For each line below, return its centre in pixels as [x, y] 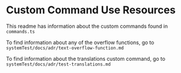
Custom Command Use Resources [91, 10]
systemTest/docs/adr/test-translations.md [58, 64]
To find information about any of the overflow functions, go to [80, 42]
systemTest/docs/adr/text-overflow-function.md [65, 48]
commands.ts [20, 32]
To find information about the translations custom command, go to [86, 59]
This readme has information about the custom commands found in [87, 26]
